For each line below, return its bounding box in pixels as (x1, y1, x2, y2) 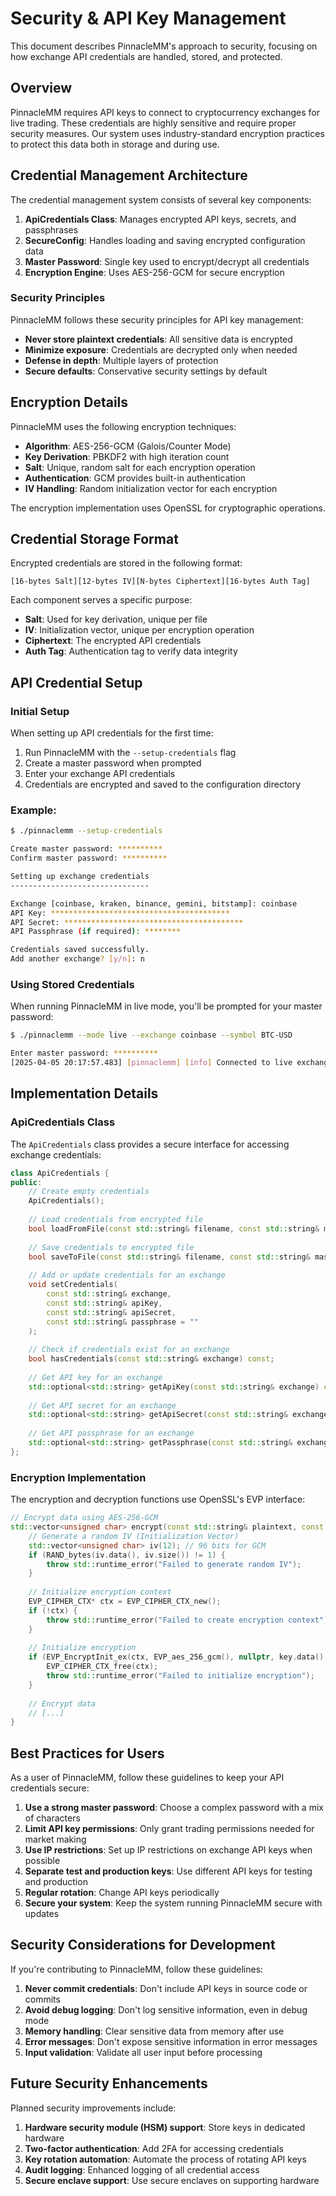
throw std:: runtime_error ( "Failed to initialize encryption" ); (46, 1671, 315, 1681)
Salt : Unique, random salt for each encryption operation (24, 461, 256, 473)
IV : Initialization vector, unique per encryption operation (24, 624, 255, 636)
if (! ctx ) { (28, 1605, 78, 1616)
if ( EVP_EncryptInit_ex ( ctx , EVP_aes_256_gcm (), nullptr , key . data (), (28, 1652, 329, 1662)
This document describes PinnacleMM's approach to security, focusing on (10, 40, 318, 52)
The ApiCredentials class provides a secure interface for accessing (10, 1138, 290, 1150)
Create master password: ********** (10, 844, 163, 854)
